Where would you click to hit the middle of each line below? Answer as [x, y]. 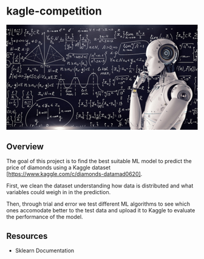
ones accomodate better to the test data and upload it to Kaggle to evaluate [101, 210]
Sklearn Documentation [45, 251]
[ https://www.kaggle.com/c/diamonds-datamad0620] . [74, 174]
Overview [25, 146]
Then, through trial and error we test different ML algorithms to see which [98, 204]
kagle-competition [54, 11]
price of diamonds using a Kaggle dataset [59, 167]
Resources [27, 236]
